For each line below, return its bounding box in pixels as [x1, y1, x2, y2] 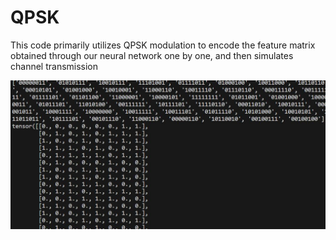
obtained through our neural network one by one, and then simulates [10, 49, 294, 61]
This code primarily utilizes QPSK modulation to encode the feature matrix [10, 39, 316, 51]
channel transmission [10, 60, 99, 72]
